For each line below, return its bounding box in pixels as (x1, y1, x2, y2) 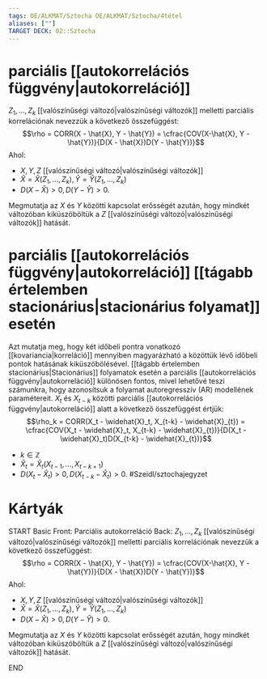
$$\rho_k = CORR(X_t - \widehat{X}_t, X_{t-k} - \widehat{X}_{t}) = (26, 416, 246, 426)
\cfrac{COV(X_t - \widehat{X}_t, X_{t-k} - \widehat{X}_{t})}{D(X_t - (25, 425, 247, 435)
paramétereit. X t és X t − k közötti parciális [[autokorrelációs (8, 393, 204, 405)
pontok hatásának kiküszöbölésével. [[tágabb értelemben (8, 359, 200, 368)
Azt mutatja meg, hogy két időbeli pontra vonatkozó (8, 342, 180, 351)
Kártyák (8, 499, 64, 518)
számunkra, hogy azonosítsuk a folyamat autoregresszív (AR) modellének (8, 384, 254, 394)
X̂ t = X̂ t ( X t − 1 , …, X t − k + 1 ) (19, 459, 104, 470)
